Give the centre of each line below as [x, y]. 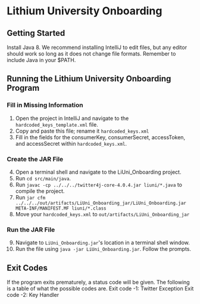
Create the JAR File [35, 159]
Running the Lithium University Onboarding [89, 79]
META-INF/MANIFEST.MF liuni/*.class [61, 208]
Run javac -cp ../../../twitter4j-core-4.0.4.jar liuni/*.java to [99, 185]
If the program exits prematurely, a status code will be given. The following [98, 282]
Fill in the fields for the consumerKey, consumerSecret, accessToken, [100, 137]
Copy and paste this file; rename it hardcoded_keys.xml [82, 131]
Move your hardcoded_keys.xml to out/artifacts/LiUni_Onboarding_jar [102, 214]
